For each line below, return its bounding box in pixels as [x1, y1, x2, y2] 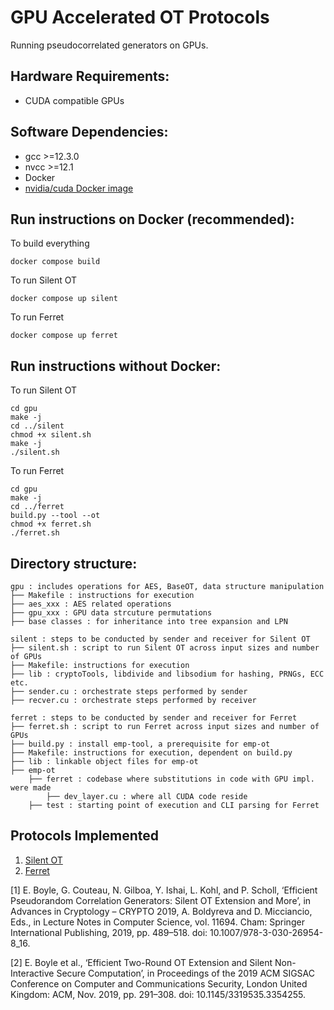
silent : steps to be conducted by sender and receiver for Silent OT [10, 634, 311, 644]
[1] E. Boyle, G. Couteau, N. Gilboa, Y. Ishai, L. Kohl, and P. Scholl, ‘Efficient [10, 884, 318, 896]
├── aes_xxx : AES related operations [10, 599, 172, 609]
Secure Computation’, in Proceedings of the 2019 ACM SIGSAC [56, 967, 315, 979]
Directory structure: [10, 555, 138, 572]
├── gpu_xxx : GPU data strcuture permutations [10, 608, 213, 618]
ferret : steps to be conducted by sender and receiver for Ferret [10, 713, 298, 723]
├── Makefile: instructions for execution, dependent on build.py [10, 748, 293, 758]
